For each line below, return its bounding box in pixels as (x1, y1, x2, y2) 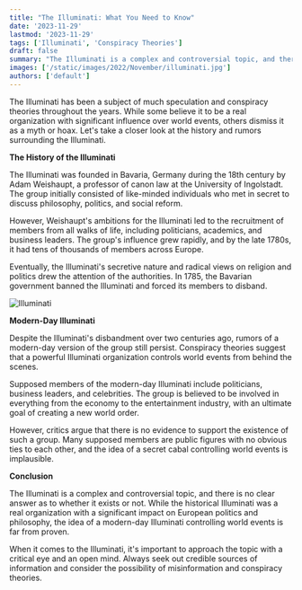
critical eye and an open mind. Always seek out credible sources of (9, 553, 258, 564)
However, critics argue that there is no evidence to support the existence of (9, 424, 289, 436)
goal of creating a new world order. (9, 407, 139, 418)
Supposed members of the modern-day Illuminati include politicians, (9, 378, 263, 389)
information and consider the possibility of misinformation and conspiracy (9, 562, 283, 573)
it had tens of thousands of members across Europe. (9, 243, 204, 254)
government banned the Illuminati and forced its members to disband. (9, 280, 268, 291)
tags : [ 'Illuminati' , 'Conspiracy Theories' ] (9, 38, 182, 48)
